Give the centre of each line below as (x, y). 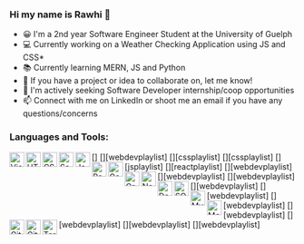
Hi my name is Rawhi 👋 (60, 15)
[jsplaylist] (144, 166)
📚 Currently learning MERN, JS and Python (104, 68)
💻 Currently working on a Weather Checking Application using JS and (154, 44)
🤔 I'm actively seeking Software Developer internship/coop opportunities (158, 91)
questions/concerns (60, 113)
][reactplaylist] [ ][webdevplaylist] (230, 166)
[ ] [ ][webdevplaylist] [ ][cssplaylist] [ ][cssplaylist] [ (185, 157)
